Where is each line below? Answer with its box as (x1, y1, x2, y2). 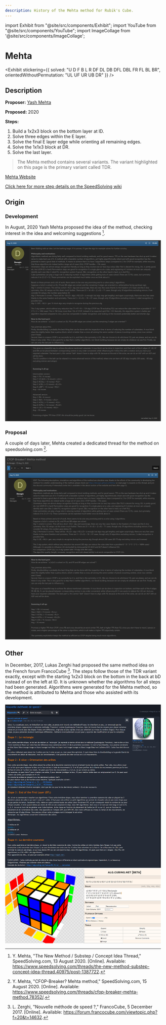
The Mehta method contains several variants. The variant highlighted (17, 159, 158, 165)
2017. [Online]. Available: (12, 1009, 63, 1015)
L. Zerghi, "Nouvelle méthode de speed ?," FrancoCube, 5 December (12, 1004, 153, 1010)
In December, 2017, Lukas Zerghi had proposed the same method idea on (5, 662, 154, 668)
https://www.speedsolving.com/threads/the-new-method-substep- (12, 963, 150, 969)
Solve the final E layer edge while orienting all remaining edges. (12, 139, 142, 145)
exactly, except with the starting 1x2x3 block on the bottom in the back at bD (5, 673, 161, 680)
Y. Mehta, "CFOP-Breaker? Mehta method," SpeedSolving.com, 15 (12, 978, 147, 984)
